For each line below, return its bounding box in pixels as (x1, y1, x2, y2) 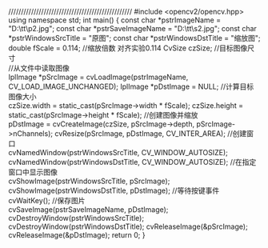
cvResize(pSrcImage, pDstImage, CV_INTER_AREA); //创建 (54, 129, 247, 138)
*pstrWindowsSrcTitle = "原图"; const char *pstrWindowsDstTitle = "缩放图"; (8, 34, 261, 42)
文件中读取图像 (20, 63, 70, 73)
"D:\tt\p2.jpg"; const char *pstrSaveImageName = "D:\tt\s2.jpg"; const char (8, 24, 258, 33)
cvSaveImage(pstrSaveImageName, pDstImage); (8, 205, 169, 214)
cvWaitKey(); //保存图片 (8, 196, 86, 205)
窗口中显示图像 (8, 167, 58, 177)
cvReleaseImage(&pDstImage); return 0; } (8, 230, 146, 239)
